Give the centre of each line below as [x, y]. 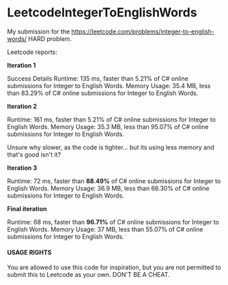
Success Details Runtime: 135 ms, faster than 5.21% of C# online [98, 78]
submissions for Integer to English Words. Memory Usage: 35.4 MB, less [109, 85]
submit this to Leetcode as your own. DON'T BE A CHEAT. [88, 275]
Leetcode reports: [32, 52]
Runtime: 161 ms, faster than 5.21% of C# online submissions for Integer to [112, 119]
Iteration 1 [22, 65]
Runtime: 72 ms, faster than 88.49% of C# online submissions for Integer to [114, 181]
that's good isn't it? [34, 154]
